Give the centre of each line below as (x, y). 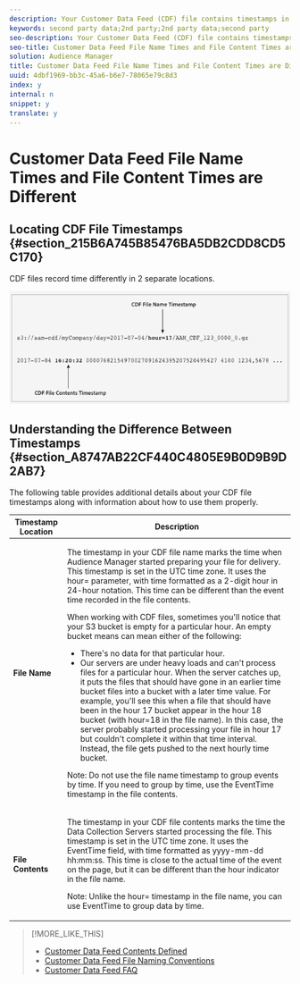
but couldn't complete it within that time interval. (168, 738)
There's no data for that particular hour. (152, 653)
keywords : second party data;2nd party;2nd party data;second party (139, 28)
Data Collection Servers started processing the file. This (169, 832)
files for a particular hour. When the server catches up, (180, 672)
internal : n (31, 94)
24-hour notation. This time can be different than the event (175, 590)
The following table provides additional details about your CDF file (131, 492)
